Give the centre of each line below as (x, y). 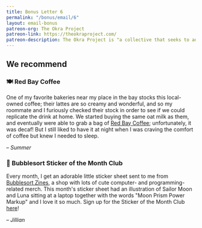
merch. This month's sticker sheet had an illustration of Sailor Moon (109, 189)
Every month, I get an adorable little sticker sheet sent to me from (87, 176)
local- (174, 97)
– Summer (19, 147)
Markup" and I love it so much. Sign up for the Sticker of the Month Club (96, 201)
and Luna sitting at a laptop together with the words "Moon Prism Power (96, 195)
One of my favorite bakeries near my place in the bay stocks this (86, 97)
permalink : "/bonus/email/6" (43, 17)
